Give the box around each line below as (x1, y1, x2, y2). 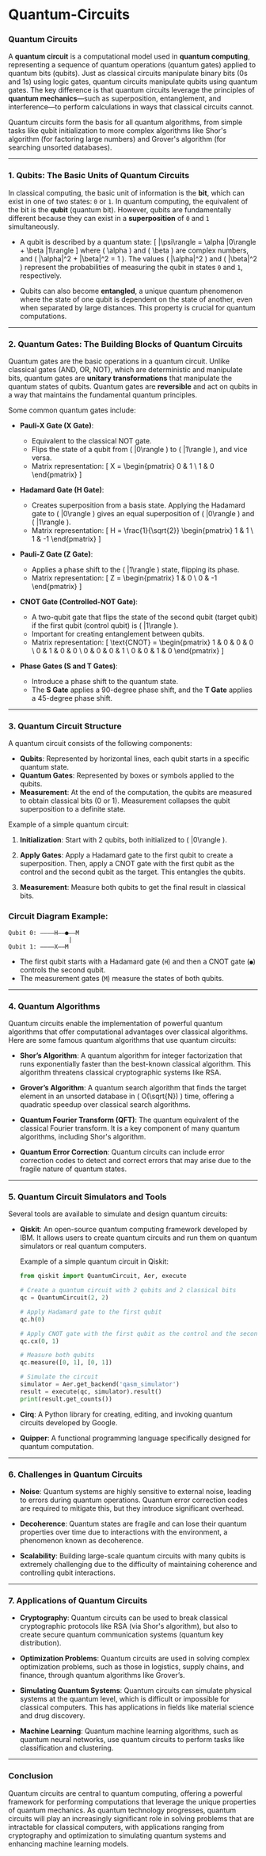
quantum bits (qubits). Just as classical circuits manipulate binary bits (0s (8, 69, 248, 78)
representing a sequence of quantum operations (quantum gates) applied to (8, 60, 256, 70)
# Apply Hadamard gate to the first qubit (19, 1308, 162, 1316)
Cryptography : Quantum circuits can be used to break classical (19, 1613, 228, 1622)
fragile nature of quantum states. (19, 1164, 127, 1173)
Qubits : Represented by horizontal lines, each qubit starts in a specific (19, 754, 250, 763)
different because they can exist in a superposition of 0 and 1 (8, 213, 210, 222)
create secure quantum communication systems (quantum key (19, 1630, 224, 1640)
